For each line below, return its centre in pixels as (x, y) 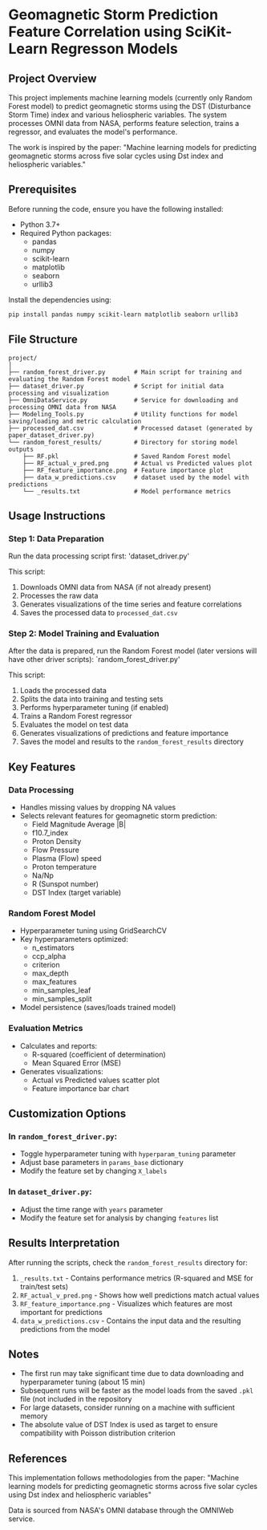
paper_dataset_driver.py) (51, 435)
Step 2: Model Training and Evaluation (84, 634)
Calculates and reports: (59, 1045)
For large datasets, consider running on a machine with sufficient (127, 1408)
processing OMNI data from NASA (62, 407)
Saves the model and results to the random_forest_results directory (132, 742)
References (38, 1458)
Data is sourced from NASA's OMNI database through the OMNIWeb (121, 1511)
